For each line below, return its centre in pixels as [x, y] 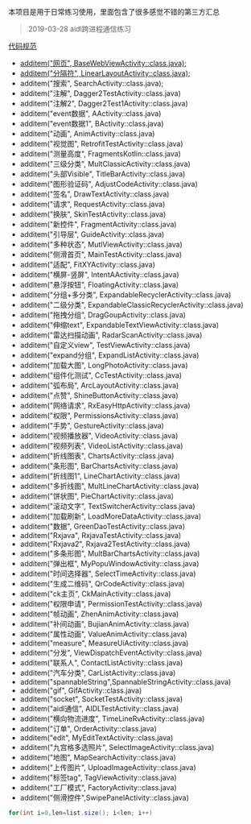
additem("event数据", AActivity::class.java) [91, 114]
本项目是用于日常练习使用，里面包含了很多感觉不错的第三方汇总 [114, 12]
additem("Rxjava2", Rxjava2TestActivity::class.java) [105, 544]
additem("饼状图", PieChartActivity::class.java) [97, 496]
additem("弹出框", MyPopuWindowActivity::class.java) [109, 563]
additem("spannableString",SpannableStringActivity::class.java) [125, 682]
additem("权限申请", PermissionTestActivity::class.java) [111, 604]
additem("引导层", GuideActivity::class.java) [92, 234]
